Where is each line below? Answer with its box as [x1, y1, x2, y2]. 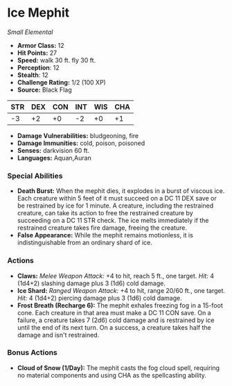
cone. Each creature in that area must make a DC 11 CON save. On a [17, 308, 211, 317]
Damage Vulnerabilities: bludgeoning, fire [17, 131, 139, 140]
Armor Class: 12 [17, 41, 64, 49]
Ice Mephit [7, 5, 70, 21]
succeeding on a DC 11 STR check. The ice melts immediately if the [17, 217, 209, 225]
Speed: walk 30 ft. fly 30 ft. [17, 56, 96, 64]
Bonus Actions [7, 348, 57, 358]
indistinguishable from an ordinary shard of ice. [17, 238, 152, 247]
